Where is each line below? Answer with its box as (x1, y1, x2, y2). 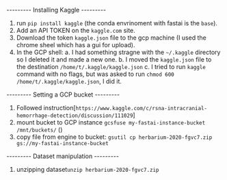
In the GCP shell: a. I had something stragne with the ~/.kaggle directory (16, 48, 221, 56)
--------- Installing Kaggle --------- (6, 6, 107, 14)
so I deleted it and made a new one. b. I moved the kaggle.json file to (16, 55, 212, 64)
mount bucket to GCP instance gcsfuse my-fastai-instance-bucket (16, 118, 206, 126)
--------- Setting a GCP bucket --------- (6, 90, 120, 99)
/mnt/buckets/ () (16, 126, 63, 133)
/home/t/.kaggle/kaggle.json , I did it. (16, 77, 122, 85)
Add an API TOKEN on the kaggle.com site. (16, 27, 136, 34)
